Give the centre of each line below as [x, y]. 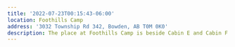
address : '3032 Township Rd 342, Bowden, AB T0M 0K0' [88, 26]
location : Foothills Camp [45, 20]
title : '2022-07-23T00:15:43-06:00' [61, 13]
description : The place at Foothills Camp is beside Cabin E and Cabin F [118, 33]
